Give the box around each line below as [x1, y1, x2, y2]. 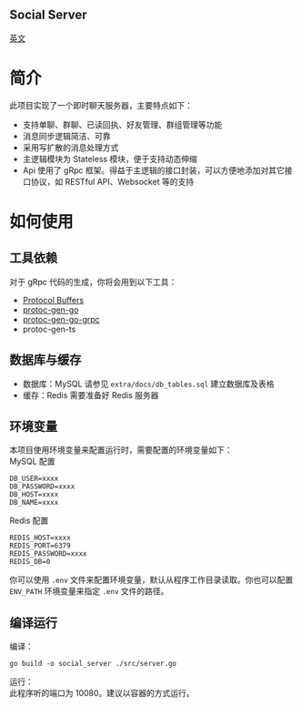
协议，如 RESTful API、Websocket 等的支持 [30, 176, 194, 187]
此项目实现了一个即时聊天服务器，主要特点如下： [9, 99, 193, 110]
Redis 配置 [9, 515, 49, 527]
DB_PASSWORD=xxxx [9, 482, 75, 491]
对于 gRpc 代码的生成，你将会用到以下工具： [9, 276, 177, 287]
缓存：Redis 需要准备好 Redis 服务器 [22, 389, 159, 400]
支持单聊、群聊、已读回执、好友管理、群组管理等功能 [22, 118, 223, 130]
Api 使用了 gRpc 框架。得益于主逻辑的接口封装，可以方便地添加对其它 [22, 164, 285, 176]
